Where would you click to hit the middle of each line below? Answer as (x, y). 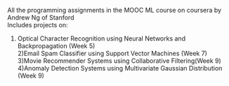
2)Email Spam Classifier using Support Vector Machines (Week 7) (112, 53)
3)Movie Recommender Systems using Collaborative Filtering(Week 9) (119, 61)
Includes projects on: (38, 25)
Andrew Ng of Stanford (41, 17)
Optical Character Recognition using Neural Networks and (102, 38)
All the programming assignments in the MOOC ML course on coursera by (115, 10)
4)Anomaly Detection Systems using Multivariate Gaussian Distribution (120, 68)
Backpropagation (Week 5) (56, 46)
